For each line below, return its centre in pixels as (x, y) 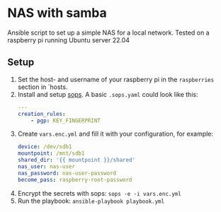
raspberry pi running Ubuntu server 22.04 (68, 40)
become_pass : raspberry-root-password (75, 179)
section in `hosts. (42, 87)
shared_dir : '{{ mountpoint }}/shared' (76, 160)
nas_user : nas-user (46, 167)
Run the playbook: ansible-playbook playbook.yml (91, 201)
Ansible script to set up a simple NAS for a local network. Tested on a (109, 33)
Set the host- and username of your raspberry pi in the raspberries (116, 79)
